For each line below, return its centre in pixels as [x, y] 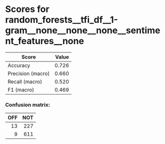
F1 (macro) [21, 89]
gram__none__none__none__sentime [83, 30]
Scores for [27, 9]
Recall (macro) [25, 81]
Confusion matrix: [28, 104]
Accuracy [19, 65]
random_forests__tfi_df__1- [62, 20]
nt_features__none [44, 41]
